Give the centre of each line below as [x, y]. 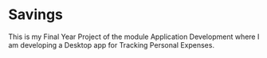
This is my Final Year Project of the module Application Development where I [134, 37]
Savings [36, 15]
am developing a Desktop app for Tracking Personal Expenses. [112, 44]
